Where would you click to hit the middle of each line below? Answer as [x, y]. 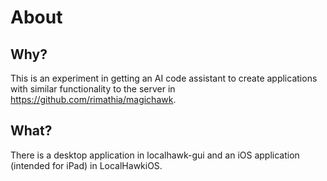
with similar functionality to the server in [93, 89]
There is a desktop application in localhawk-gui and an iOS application [155, 155]
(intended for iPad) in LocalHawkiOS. [86, 165]
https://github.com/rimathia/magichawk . [93, 99]
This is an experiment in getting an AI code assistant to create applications [164, 78]
